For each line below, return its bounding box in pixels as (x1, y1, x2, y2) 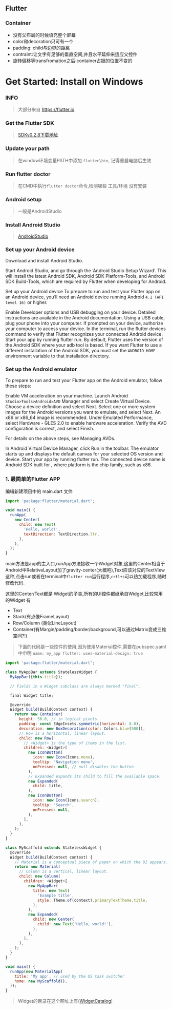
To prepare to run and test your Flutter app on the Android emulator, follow (5, 377, 163, 384)
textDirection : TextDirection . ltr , (24, 531, 100, 537)
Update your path (5, 145, 50, 152)
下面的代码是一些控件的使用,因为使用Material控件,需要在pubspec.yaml (17, 644, 166, 650)
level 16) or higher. (5, 299, 48, 305)
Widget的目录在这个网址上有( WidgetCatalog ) (17, 998, 113, 1004)
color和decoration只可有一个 (12, 38, 74, 44)
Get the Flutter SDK (5, 120, 55, 127)
